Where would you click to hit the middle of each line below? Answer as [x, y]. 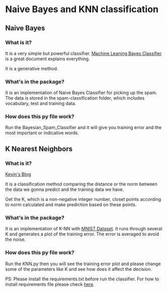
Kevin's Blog [18, 174]
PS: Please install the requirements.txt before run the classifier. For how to [82, 279]
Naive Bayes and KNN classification [82, 9]
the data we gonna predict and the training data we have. [65, 190]
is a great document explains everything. [47, 59]
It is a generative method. [32, 68]
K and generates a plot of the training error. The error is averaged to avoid [82, 234]
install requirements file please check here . [50, 284]
